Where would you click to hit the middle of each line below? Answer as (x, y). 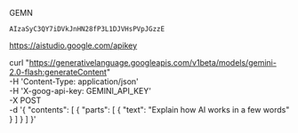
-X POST (25, 100)
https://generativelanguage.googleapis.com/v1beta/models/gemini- (153, 63)
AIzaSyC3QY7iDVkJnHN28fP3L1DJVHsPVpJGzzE (87, 29)
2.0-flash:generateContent (58, 72)
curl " (19, 63)
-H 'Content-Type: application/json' (74, 82)
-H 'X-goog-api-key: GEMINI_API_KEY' (80, 91)
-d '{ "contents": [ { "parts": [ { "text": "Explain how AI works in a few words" (149, 110)
